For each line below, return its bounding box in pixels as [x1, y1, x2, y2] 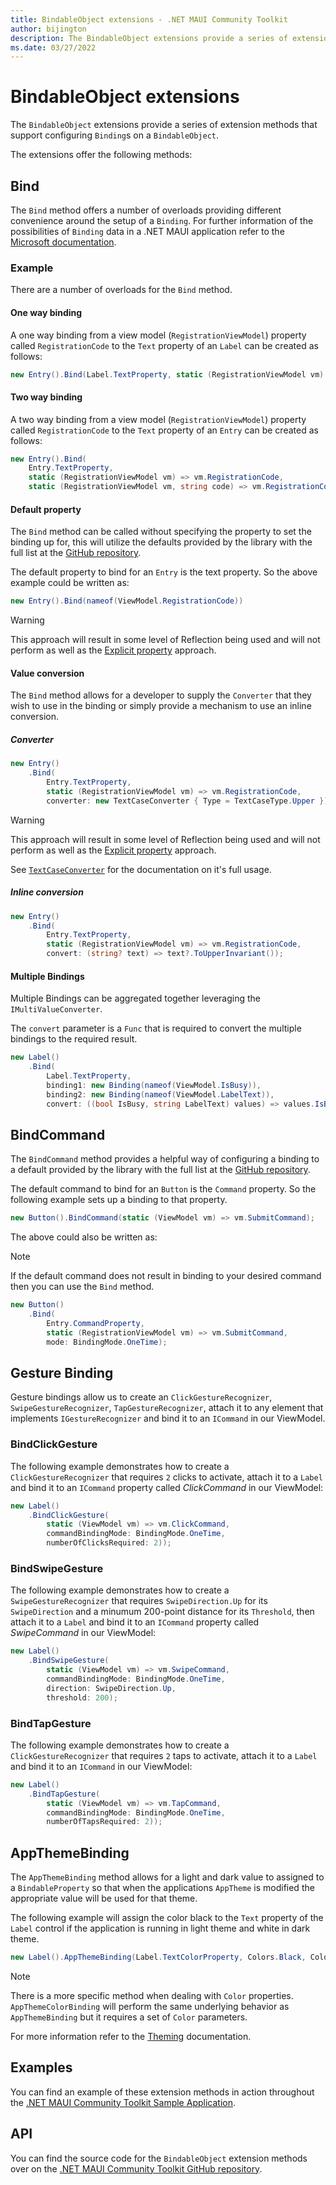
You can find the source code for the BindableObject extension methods [10, 2152, 308, 2164]
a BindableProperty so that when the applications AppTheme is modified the [10, 1882, 315, 1894]
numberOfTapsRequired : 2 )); [46, 1817, 163, 1827]
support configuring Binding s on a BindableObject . [10, 129, 220, 141]
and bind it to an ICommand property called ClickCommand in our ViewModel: [10, 1481, 324, 1493]
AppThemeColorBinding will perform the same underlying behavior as [10, 2000, 290, 2012]
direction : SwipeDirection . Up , [46, 1683, 177, 1693]
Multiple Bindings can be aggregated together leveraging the [10, 992, 261, 1005]
